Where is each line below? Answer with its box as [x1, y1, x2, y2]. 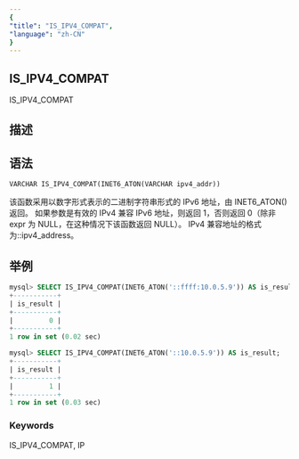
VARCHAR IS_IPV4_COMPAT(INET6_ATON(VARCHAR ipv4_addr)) [9, 180, 221, 189]
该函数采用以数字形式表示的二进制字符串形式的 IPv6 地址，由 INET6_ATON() [9, 197, 287, 208]
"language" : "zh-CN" [9, 29, 86, 38]
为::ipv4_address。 [9, 230, 79, 241]
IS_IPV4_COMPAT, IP [9, 439, 85, 450]
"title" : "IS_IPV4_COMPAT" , [9, 21, 114, 30]
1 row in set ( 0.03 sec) [9, 398, 101, 407]
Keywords [9, 420, 54, 432]
